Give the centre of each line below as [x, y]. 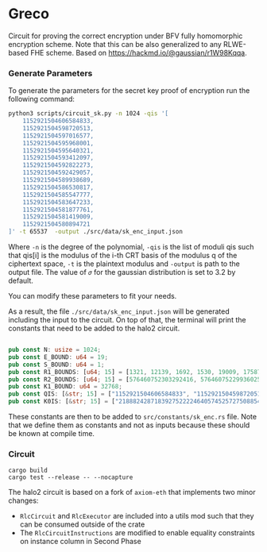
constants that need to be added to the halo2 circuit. [94, 328]
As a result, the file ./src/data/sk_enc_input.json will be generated [119, 311]
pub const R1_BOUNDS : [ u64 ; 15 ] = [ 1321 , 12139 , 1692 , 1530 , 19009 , [124, 372]
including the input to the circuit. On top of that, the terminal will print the [127, 320]
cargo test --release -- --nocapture [71, 477]
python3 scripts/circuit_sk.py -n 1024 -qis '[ [89, 114]
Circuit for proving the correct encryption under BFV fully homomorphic [126, 36]
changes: [23, 500]
